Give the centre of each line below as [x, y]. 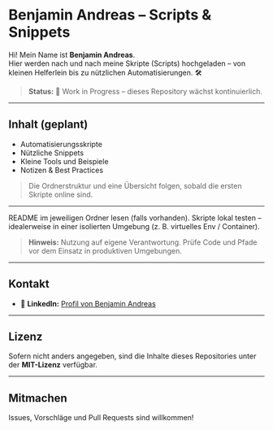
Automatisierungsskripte [61, 144]
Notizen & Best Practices [62, 170]
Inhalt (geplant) [48, 125]
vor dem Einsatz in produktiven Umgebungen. [105, 250]
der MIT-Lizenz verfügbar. [53, 365]
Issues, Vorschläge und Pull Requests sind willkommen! [101, 418]
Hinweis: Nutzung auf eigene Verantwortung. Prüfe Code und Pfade [143, 242]
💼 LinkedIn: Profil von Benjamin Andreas [88, 303]
